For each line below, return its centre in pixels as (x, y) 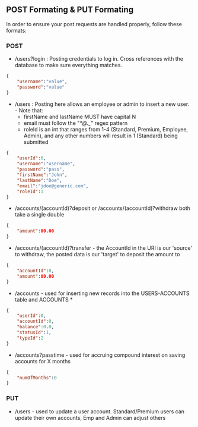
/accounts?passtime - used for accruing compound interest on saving (100, 355)
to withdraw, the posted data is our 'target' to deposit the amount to (97, 255)
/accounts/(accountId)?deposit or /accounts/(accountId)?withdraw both (103, 208)
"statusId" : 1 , (34, 332)
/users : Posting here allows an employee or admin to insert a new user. (102, 104)
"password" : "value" (41, 87)
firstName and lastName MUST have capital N (80, 117)
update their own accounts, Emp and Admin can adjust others (90, 417)
